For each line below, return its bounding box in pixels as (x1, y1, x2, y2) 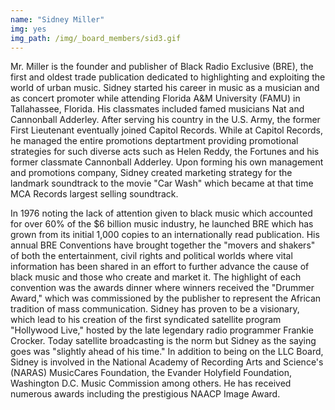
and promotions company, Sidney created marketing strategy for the (10, 167, 293, 179)
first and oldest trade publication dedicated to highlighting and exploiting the (10, 71, 326, 83)
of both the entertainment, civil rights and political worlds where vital (10, 250, 293, 262)
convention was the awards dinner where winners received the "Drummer (10, 282, 315, 294)
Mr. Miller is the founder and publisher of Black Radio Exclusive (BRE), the (10, 61, 314, 73)
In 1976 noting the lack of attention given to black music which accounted (10, 207, 313, 220)
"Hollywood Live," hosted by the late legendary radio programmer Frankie (10, 324, 314, 336)
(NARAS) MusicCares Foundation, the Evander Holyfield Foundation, (10, 367, 292, 379)
